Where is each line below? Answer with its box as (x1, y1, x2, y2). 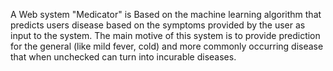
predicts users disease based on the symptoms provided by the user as (10, 19, 306, 31)
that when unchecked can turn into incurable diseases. (10, 51, 237, 63)
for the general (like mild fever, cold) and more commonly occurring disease (10, 40, 324, 52)
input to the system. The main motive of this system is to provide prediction (10, 30, 321, 41)
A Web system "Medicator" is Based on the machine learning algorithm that (10, 9, 322, 20)
